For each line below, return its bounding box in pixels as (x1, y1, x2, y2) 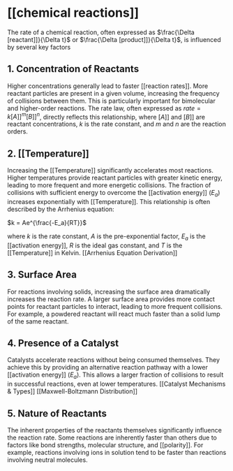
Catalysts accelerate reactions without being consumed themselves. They (7, 356, 220, 364)
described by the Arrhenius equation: (7, 205, 115, 214)
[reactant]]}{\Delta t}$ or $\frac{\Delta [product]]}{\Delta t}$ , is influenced (7, 35, 221, 43)
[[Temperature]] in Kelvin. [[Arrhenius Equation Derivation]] (7, 248, 178, 256)
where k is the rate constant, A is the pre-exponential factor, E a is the (7, 232, 206, 242)
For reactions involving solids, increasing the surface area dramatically (7, 287, 211, 296)
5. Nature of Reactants (7, 407, 107, 419)
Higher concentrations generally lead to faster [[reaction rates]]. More (7, 82, 209, 90)
